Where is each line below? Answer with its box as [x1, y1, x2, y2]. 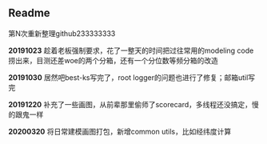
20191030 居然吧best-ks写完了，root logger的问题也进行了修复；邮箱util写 [8, 72, 256, 82]
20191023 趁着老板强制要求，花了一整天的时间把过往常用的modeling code [8, 46, 254, 55]
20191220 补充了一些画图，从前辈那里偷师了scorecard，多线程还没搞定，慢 [8, 99, 260, 109]
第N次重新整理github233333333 [8, 28, 116, 38]
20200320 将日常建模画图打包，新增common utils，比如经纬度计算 [8, 126, 232, 136]
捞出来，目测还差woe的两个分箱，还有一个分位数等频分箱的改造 [8, 55, 218, 65]
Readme [8, 6, 50, 20]
